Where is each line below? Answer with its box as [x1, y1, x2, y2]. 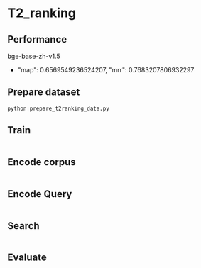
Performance [7, 33, 67, 45]
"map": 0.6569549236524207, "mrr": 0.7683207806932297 [17, 66, 195, 74]
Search [7, 220, 40, 232]
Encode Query [7, 188, 72, 200]
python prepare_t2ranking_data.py [7, 105, 110, 112]
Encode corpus [7, 156, 76, 168]
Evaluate [7, 252, 48, 264]
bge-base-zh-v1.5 [7, 52, 60, 60]
